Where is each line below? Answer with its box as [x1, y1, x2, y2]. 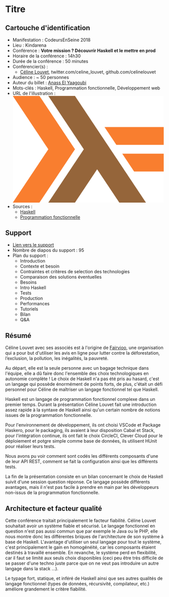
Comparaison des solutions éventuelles [20, 274, 102, 280]
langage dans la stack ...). [5, 565, 59, 571]
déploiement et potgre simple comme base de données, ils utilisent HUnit [5, 438, 157, 444]
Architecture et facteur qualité [5, 504, 102, 513]
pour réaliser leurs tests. [5, 444, 56, 450]
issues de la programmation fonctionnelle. [5, 412, 92, 418]
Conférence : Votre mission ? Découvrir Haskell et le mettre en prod [12, 48, 156, 53]
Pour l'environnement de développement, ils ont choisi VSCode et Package [5, 422, 161, 428]
